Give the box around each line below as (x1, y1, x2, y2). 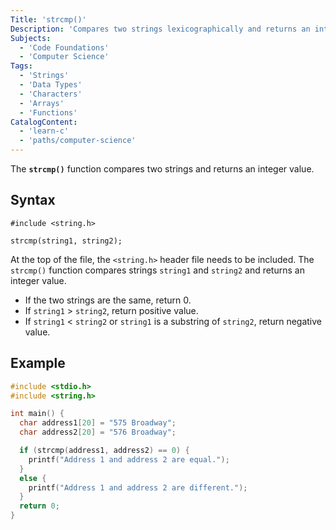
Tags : (10, 61, 33, 71)
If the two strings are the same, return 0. (24, 294, 192, 306)
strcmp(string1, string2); (10, 236, 123, 246)
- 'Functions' (19, 107, 78, 118)
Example (10, 355, 66, 372)
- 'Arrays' (19, 98, 65, 108)
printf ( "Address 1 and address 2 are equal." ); (28, 454, 230, 465)
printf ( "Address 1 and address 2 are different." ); (28, 482, 248, 493)
